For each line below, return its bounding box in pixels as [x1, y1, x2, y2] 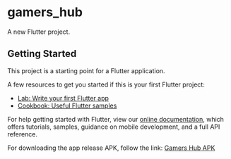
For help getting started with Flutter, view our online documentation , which [7, 115, 225, 123]
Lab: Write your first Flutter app [17, 94, 109, 102]
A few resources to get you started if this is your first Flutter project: [7, 80, 205, 89]
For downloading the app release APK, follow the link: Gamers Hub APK [7, 144, 215, 152]
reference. [7, 129, 37, 138]
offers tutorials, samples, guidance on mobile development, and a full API [7, 122, 220, 131]
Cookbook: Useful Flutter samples [17, 101, 117, 110]
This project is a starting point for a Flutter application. [7, 66, 165, 75]
